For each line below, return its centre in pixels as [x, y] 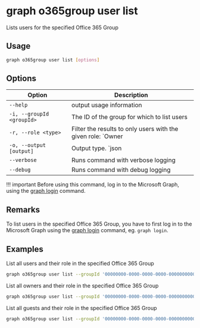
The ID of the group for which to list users [129, 117]
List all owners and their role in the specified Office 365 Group [82, 285]
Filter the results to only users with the [125, 129]
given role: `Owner [97, 136]
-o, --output [28, 145]
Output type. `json [96, 148]
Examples [25, 249]
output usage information [107, 105]
